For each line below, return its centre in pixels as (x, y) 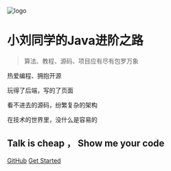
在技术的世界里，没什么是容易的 (52, 119)
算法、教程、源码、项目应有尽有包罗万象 (81, 61)
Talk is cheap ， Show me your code (86, 144)
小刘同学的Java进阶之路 (75, 41)
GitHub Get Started (34, 160)
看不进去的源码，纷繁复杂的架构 (52, 105)
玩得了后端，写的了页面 (40, 90)
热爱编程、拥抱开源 (34, 75)
